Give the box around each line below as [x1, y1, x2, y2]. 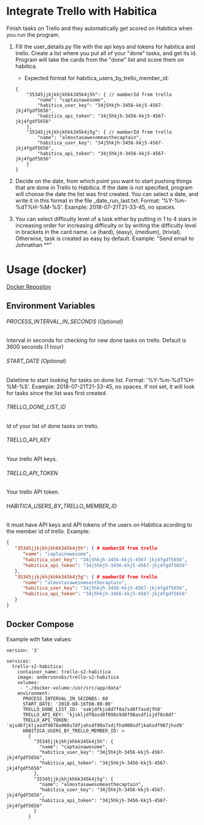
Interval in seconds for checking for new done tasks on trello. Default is [6, 337, 187, 344]
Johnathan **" [15, 241, 52, 249]
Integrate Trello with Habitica [6, 4, 157, 18]
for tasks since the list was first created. [6, 389, 107, 396]
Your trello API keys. [6, 455, 58, 463]
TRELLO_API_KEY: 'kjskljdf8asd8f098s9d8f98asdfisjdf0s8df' [22, 712, 176, 718]
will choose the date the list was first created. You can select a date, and [15, 190, 198, 197]
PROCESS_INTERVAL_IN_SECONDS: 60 [22, 695, 108, 702]
